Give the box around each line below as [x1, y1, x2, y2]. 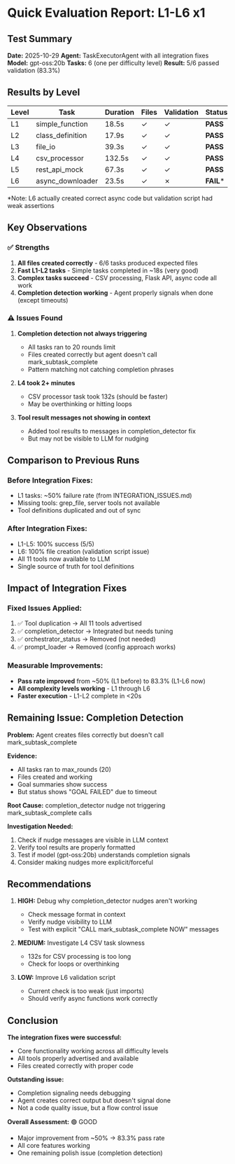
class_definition [36, 130, 87, 140]
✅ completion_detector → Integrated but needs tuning [17, 627, 173, 635]
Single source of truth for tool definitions [17, 562, 135, 570]
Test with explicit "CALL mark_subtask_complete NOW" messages [27, 925, 219, 934]
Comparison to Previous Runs [7, 455, 140, 466]
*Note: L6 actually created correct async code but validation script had [7, 194, 213, 202]
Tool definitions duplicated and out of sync [17, 506, 141, 515]
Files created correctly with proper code [17, 1062, 134, 1070]
